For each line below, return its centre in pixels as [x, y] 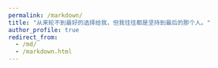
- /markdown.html [44, 52]
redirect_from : [33, 37]
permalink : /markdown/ [45, 15]
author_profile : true [44, 30]
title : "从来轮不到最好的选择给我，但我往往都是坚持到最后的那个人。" [109, 23]
